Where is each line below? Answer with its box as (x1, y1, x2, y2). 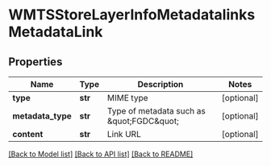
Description (137, 79, 184, 89)
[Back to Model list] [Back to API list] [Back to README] (8, 149, 194, 159)
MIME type (106, 93, 148, 103)
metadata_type (12, 110, 73, 122)
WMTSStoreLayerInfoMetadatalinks (8, 6, 256, 24)
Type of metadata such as (106, 106, 206, 116)
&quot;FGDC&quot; (106, 115, 179, 127)
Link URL (106, 129, 141, 139)
